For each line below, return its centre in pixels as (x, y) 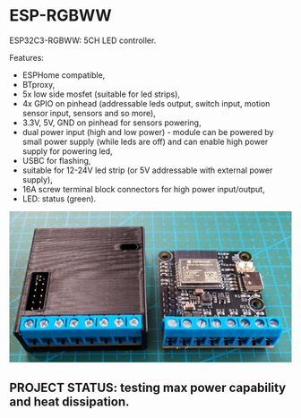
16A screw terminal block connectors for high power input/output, (144, 189)
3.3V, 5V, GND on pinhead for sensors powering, (112, 123)
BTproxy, (39, 84)
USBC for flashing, (56, 160)
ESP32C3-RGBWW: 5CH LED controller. (83, 40)
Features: (27, 57)
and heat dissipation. (69, 401)
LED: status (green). (59, 199)
